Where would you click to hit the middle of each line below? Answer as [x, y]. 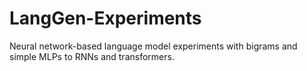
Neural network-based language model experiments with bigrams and [153, 46]
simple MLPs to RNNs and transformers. [92, 56]
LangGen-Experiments [105, 18]
